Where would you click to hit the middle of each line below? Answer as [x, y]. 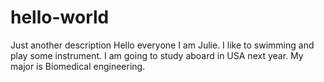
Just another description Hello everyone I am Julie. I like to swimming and [162, 45]
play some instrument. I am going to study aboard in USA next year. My [157, 55]
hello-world [60, 17]
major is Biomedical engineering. [78, 66]
